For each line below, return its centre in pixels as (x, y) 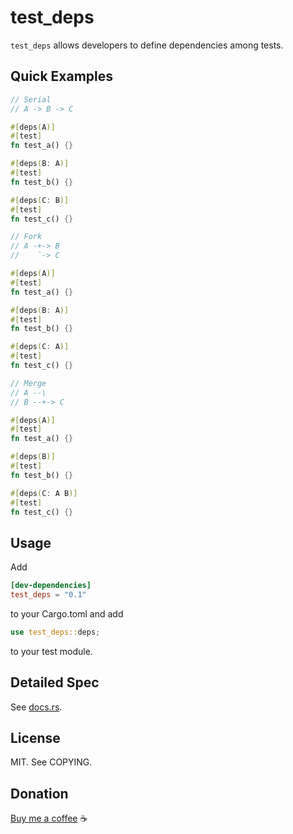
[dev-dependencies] (51, 586)
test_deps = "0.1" (48, 595)
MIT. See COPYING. (51, 762)
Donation (39, 793)
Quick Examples (62, 76)
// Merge (28, 383)
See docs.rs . (36, 707)
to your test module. (51, 651)
